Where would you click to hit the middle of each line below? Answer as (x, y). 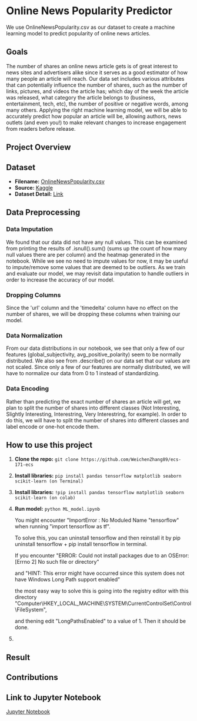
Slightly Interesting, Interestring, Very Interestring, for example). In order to (96, 414)
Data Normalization (34, 335)
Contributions (32, 678)
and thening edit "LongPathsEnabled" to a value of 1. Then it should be (100, 621)
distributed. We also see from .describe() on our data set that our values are (98, 361)
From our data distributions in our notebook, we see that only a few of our (96, 348)
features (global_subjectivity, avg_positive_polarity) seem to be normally (94, 355)
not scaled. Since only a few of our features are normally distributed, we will (98, 367)
